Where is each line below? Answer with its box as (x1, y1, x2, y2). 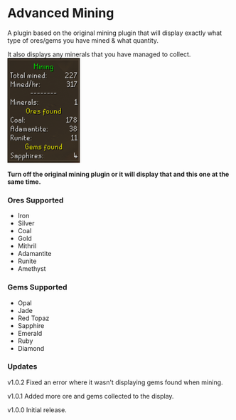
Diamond (17, 344, 45, 352)
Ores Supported (7, 195, 64, 205)
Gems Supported (7, 282, 68, 292)
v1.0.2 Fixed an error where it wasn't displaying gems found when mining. (7, 378, 223, 386)
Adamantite (17, 250, 52, 258)
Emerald (17, 329, 43, 337)
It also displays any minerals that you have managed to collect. (7, 50, 191, 58)
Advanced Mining (7, 5, 114, 21)
